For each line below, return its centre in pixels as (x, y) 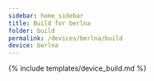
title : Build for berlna (49, 23)
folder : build (32, 30)
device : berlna (34, 46)
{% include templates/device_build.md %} (77, 68)
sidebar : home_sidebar (46, 16)
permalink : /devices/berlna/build (66, 38)
